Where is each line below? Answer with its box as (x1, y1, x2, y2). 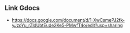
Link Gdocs (4, 4, 40, 12)
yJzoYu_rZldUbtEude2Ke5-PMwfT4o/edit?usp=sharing (11, 22, 123, 28)
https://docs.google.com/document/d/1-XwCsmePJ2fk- (11, 17, 125, 23)
